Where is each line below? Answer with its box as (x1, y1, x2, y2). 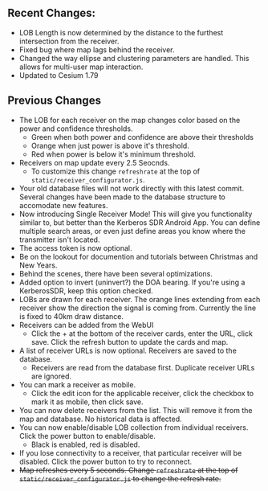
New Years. (18, 260, 58, 270)
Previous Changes (7, 94, 102, 108)
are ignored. (30, 371, 72, 381)
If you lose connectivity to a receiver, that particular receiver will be (18, 448, 242, 457)
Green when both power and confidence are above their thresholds (30, 132, 254, 141)
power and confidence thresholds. (18, 124, 133, 133)
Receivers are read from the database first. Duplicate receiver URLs (30, 362, 255, 372)
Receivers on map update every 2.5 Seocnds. (18, 158, 170, 167)
